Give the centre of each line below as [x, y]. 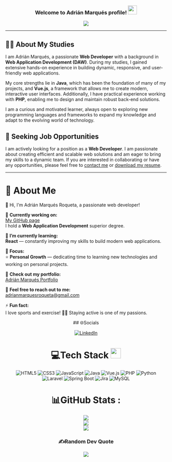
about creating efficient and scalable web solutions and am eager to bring [83, 154]
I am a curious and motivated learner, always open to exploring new [77, 109]
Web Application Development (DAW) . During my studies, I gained [76, 62]
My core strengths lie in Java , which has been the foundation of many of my [86, 83]
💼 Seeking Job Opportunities [52, 136]
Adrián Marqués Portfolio [32, 279]
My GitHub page [23, 220]
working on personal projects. [37, 264]
